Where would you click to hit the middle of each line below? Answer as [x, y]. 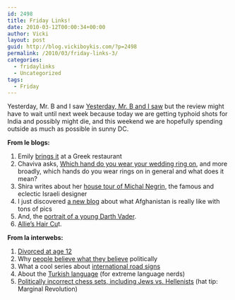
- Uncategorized [37, 73]
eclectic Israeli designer [52, 194]
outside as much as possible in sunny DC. [68, 129]
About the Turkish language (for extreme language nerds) [101, 274]
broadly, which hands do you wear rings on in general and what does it [121, 171]
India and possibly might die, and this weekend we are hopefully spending [115, 122]
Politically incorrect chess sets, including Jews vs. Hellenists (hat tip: [117, 282]
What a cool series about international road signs [89, 267]
